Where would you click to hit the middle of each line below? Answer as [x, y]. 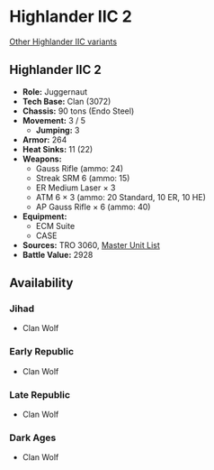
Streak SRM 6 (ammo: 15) [83, 178]
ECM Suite [55, 226]
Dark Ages [33, 438]
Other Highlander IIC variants [63, 41]
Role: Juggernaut [55, 91]
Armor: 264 [45, 139]
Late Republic [40, 394]
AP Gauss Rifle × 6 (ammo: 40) [93, 207]
